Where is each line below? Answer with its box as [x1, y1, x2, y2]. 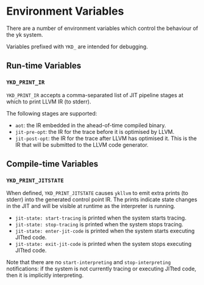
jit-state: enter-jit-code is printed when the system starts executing [15, 228, 195, 235]
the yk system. [6, 31, 44, 38]
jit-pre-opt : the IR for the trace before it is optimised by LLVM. [15, 128, 175, 135]
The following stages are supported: [6, 109, 97, 117]
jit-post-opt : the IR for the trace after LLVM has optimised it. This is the [15, 135, 197, 142]
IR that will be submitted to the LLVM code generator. [15, 141, 149, 148]
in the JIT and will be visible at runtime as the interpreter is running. [6, 202, 175, 210]
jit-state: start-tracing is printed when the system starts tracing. [15, 214, 187, 221]
